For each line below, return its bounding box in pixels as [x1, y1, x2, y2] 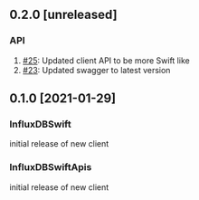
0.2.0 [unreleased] [9, 7, 118, 23]
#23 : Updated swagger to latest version [22, 64, 171, 75]
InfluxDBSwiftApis [9, 161, 92, 174]
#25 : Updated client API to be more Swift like [22, 54, 190, 66]
